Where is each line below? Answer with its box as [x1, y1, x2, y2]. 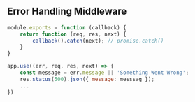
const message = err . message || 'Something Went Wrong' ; [20, 69, 189, 76]
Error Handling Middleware [7, 6, 127, 17]
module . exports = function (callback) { [7, 24, 127, 31]
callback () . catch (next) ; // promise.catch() [32, 37, 164, 44]
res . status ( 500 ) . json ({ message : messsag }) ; [20, 75, 155, 82]
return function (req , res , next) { [20, 31, 127, 38]
